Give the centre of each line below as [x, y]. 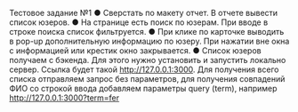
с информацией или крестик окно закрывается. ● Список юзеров [135, 51]
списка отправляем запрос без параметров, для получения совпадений [147, 79]
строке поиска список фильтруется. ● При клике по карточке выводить [147, 32]
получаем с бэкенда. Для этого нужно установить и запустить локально [148, 60]
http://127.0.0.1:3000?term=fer [64, 98]
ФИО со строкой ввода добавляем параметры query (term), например [143, 88]
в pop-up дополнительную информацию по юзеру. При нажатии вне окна [149, 41]
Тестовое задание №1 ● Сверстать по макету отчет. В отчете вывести [144, 13]
